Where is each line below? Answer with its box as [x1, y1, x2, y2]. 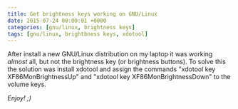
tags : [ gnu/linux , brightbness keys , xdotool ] [7, 30, 148, 38]
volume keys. [7, 80, 46, 89]
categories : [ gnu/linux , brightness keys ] [7, 24, 135, 31]
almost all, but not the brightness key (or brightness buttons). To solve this [7, 58, 227, 66]
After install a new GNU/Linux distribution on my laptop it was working [7, 50, 213, 58]
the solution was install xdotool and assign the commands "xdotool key [7, 65, 216, 73]
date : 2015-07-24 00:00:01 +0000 [7, 17, 107, 24]
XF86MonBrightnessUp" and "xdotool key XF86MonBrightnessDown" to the [7, 73, 231, 81]
